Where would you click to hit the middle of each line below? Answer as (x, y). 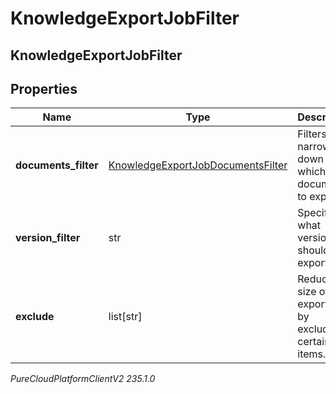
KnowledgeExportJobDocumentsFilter (198, 165)
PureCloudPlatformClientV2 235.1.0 (83, 379)
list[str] (125, 317)
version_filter (48, 238)
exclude (35, 317)
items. (312, 354)
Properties (44, 88)
